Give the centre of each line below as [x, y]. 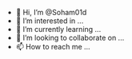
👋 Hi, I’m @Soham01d [51, 12]
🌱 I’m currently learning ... [58, 29]
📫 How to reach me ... [53, 47]
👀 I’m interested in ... [50, 21]
